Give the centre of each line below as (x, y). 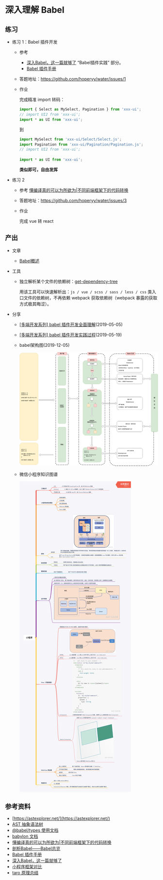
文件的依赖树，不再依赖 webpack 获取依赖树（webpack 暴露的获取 (90, 298)
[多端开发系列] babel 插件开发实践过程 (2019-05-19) (71, 335)
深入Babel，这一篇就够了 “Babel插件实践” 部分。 (75, 63)
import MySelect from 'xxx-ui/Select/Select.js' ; (71, 139)
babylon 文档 (25, 836)
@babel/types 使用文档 (35, 831)
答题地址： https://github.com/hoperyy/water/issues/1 (73, 79)
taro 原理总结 (25, 873)
